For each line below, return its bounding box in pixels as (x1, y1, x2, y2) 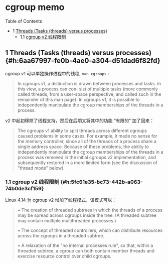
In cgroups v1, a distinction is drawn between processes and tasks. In (17, 80, 161, 86)
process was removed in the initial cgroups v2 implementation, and (17, 154, 156, 160)
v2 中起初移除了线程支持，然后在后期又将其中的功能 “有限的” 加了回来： (5, 117, 154, 123)
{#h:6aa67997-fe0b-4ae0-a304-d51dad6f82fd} (5, 57, 160, 65)
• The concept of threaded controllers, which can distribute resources (17, 227, 163, 233)
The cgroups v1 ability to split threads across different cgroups (17, 127, 147, 134)
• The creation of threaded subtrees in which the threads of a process (17, 207, 163, 213)
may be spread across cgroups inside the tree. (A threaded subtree (17, 212, 157, 218)
